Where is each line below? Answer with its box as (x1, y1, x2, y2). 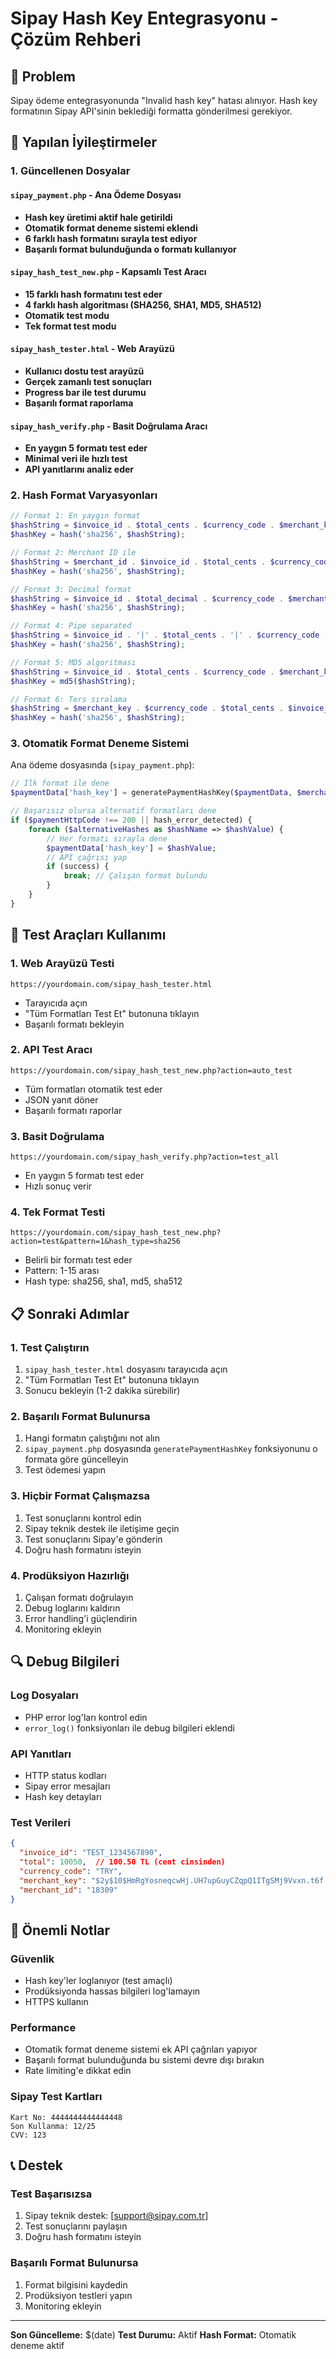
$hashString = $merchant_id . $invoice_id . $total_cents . (10, 557, 267, 567)
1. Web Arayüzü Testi (10, 957, 115, 971)
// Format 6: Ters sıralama (10, 694, 128, 704)
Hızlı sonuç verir (24, 1180, 93, 1192)
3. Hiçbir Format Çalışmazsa (10, 1489, 150, 1503)
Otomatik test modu (24, 309, 110, 321)
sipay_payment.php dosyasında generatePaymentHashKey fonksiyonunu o (24, 1443, 318, 1455)
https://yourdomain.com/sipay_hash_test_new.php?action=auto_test (10, 1065, 293, 1076)
